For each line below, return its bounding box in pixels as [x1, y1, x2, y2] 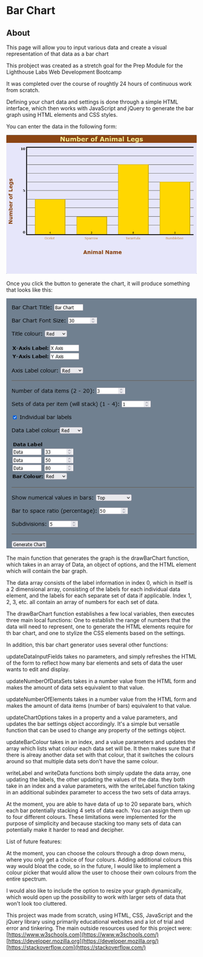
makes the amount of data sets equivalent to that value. [6, 684, 145, 691]
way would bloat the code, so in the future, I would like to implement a [6, 863, 181, 870]
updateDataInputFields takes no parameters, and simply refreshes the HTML [6, 653, 197, 660]
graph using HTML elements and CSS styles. [6, 111, 118, 118]
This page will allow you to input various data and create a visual [6, 44, 167, 51]
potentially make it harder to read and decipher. [6, 826, 124, 834]
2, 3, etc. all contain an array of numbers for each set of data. [6, 599, 159, 606]
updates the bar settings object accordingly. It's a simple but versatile [6, 720, 180, 728]
